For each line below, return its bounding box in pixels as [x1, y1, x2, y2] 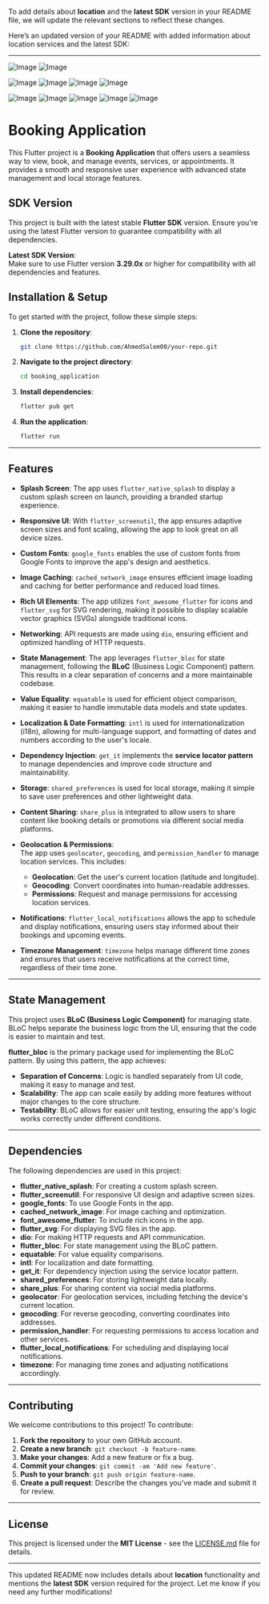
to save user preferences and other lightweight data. [19, 792, 194, 801]
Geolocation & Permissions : [19, 840, 114, 849]
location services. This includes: [19, 856, 126, 866]
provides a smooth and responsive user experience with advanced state [8, 164, 247, 174]
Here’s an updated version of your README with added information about [8, 31, 251, 40]
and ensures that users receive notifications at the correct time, [19, 954, 230, 964]
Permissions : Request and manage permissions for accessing [31, 888, 238, 899]
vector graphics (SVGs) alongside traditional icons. [19, 613, 188, 623]
